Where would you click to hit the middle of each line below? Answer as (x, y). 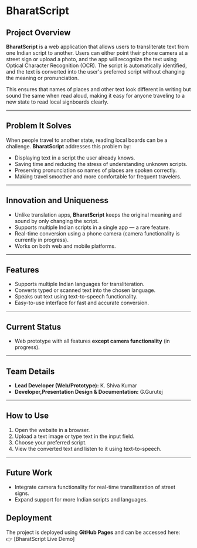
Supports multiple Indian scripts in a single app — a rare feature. (92, 227)
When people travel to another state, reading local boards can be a (87, 140)
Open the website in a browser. (52, 430)
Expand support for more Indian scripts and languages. (81, 499)
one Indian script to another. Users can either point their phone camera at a (97, 53)
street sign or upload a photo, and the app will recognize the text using (91, 59)
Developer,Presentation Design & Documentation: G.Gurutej (89, 392)
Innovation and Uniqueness (57, 200)
